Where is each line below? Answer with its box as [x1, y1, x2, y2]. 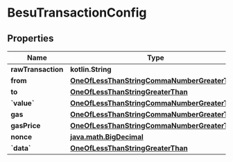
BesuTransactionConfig [7, 5, 147, 21]
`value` [10, 98, 35, 108]
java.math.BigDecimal [70, 132, 144, 141]
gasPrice [10, 121, 41, 130]
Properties [7, 33, 54, 44]
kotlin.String [70, 64, 112, 74]
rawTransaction [10, 64, 64, 74]
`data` [10, 143, 31, 153]
